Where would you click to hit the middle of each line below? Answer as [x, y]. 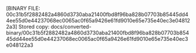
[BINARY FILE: [23, 8]
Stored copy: [34, 26]
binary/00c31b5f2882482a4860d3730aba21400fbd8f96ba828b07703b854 [98, 33]
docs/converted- [71, 26]
